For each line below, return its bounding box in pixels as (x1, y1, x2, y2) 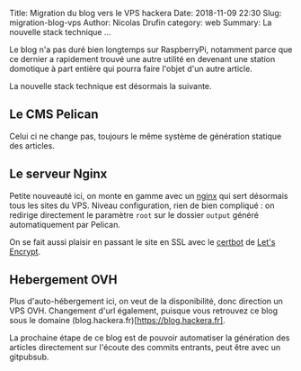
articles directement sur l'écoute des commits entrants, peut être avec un (9, 342, 281, 353)
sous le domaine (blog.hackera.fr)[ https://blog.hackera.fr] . (9, 315, 226, 326)
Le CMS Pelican (9, 107, 99, 122)
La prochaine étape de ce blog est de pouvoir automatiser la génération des (9, 332, 290, 343)
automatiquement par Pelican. (9, 219, 121, 230)
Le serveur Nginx (9, 167, 108, 182)
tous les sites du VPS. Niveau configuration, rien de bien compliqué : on (9, 200, 275, 211)
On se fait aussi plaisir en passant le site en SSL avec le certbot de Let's (9, 236, 276, 247)
